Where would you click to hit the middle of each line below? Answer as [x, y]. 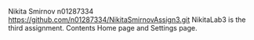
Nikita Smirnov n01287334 [51, 11]
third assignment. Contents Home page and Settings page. [103, 28]
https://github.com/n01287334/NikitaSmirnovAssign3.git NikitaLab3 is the [127, 20]
